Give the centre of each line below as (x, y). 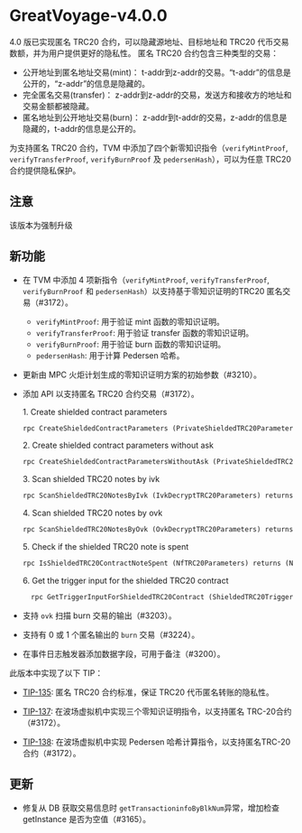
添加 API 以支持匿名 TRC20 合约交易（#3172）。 (111, 393)
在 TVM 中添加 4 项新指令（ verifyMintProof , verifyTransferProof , (146, 280)
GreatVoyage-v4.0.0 (89, 16)
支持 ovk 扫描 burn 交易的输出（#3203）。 (100, 615)
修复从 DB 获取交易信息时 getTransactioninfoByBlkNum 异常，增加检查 (151, 808)
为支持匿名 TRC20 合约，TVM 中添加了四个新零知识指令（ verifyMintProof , (149, 148)
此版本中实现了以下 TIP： (56, 672)
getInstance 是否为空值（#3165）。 (87, 819)
